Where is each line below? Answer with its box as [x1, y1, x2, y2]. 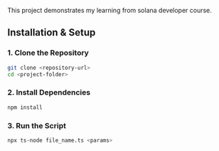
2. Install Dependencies [7, 88, 91, 98]
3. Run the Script [7, 120, 66, 130]
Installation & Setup [7, 26, 96, 38]
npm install [7, 103, 43, 111]
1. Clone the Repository [7, 48, 89, 58]
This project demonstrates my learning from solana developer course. [7, 6, 212, 14]
